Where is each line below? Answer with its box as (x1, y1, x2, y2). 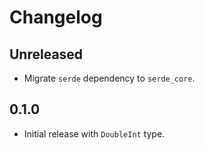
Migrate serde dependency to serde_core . (23, 72, 196, 84)
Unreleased (9, 46, 84, 63)
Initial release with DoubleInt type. (23, 127, 166, 140)
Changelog (9, 6, 103, 29)
